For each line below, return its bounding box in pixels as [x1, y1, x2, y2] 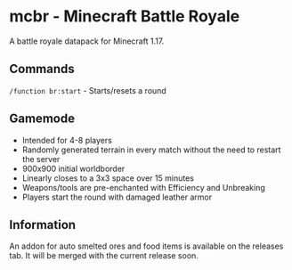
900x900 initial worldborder [21, 163, 126, 174]
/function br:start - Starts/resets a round [9, 85, 166, 95]
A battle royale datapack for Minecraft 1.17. [9, 36, 165, 46]
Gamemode [9, 111, 76, 127]
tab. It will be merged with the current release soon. [9, 250, 199, 261]
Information [9, 217, 77, 233]
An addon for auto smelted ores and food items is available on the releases [9, 241, 284, 251]
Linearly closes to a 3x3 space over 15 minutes [21, 172, 194, 184]
